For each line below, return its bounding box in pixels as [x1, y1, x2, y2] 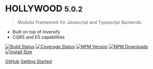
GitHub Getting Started [5, 58, 52, 64]
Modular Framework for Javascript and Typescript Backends [17, 19, 142, 25]
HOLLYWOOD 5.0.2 [5, 3, 83, 14]
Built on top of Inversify [12, 29, 61, 34]
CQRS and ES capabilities [12, 34, 65, 40]
